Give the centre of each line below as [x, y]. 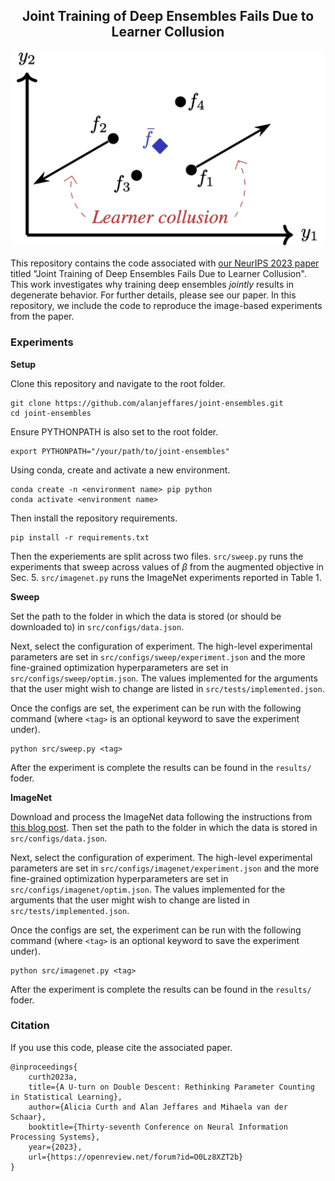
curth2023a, [53, 1077]
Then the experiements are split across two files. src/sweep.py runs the [157, 556]
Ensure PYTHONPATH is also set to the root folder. [114, 431]
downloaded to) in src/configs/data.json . [97, 626]
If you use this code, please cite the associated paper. [121, 1047]
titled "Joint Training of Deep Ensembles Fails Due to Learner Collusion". [158, 274]
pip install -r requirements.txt [80, 537]
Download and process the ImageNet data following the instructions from [161, 816]
